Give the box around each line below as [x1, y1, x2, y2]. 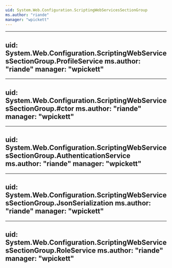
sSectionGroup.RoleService [5, 246, 96, 255]
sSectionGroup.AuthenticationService [5, 152, 131, 160]
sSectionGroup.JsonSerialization [5, 199, 114, 208]
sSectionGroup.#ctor [5, 104, 74, 113]
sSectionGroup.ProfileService [5, 57, 103, 66]
